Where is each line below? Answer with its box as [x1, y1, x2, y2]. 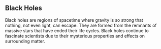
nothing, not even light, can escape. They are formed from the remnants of [5, 22, 157, 28]
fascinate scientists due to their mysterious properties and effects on [5, 33, 145, 39]
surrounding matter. [5, 38, 45, 44]
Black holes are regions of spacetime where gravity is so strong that [5, 17, 144, 23]
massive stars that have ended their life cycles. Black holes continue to [5, 27, 149, 34]
